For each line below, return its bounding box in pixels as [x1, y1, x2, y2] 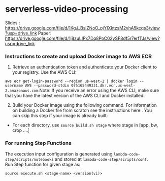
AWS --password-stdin [25, 83, 69, 88]
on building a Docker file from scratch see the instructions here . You [12, 107, 152, 114]
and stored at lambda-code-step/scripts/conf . [55, 156, 149, 162]
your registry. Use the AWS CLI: [12, 69, 77, 75]
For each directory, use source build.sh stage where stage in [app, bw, [12, 122, 159, 128]
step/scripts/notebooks [5, 157, 54, 162]
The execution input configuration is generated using [5, 151, 113, 157]
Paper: [38, 30, 52, 36]
